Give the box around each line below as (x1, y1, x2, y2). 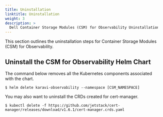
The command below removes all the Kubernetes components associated (5, 70, 152, 76)
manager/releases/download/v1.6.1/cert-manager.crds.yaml (5, 107, 125, 112)
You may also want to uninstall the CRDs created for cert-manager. (5, 93, 139, 100)
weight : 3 (5, 16, 25, 21)
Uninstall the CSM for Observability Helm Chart (5, 58, 151, 66)
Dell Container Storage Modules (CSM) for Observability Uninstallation (9, 25, 160, 30)
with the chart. (5, 76, 34, 82)
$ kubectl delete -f (5, 103, 47, 108)
